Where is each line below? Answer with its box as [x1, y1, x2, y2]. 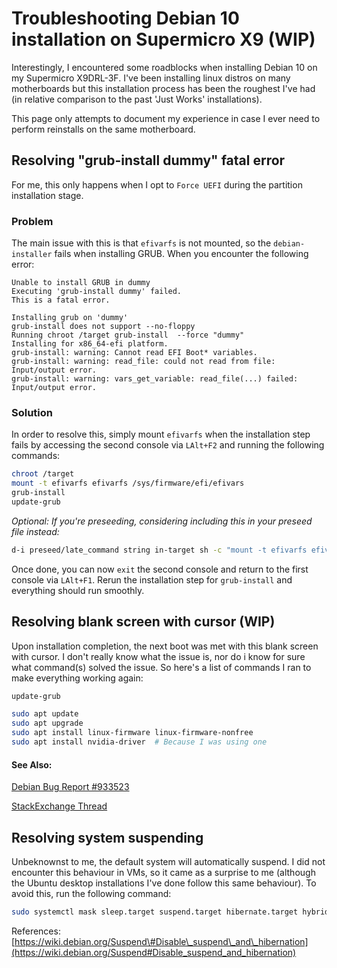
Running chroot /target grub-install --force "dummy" [11, 330, 245, 341]
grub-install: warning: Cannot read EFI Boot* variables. [11, 348, 258, 358]
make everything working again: [11, 672, 144, 684]
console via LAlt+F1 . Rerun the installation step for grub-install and [11, 573, 293, 586]
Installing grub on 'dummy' [11, 313, 129, 323]
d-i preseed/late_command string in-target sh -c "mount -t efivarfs [11, 545, 308, 555]
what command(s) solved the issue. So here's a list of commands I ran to [11, 661, 312, 673]
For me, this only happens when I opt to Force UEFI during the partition [11, 178, 303, 191]
